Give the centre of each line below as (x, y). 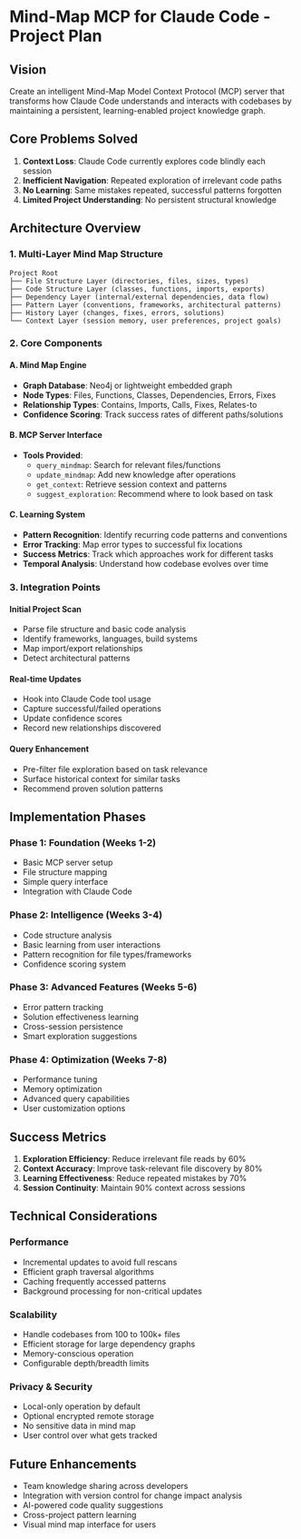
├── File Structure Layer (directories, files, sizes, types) (129, 281)
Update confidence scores (72, 719)
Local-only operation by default (81, 1406)
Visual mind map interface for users (89, 1524)
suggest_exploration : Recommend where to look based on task (155, 493)
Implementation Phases (78, 816)
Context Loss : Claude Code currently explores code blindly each (144, 161)
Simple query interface (65, 882)
